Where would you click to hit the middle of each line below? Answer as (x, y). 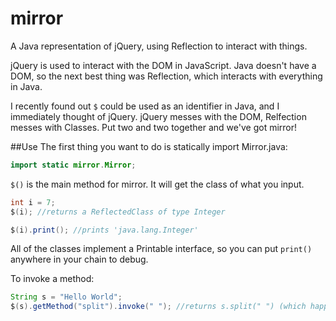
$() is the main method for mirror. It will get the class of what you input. (157, 184)
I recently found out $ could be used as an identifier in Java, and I (145, 106)
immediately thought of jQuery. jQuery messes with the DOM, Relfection (158, 116)
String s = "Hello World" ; (66, 297)
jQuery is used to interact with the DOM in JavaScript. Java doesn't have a (163, 65)
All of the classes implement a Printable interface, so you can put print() (161, 249)
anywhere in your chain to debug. (79, 259)
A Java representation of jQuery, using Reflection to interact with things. (159, 46)
